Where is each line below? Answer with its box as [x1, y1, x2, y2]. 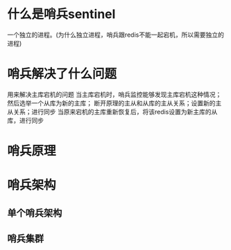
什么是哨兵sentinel [7, 6, 116, 22]
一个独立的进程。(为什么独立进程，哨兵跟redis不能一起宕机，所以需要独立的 [7, 30, 224, 39]
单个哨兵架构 [7, 207, 62, 219]
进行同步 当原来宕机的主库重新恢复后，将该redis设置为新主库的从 [31, 107, 218, 116]
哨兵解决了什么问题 [7, 66, 117, 82]
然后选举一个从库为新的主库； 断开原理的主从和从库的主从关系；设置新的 [7, 98, 216, 107]
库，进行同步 [7, 116, 44, 125]
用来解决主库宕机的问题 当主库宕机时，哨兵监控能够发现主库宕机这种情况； [7, 90, 222, 98]
